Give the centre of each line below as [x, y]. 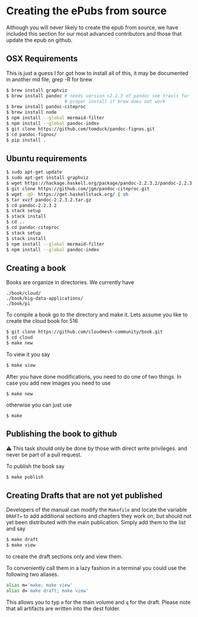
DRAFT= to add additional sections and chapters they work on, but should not [99, 516]
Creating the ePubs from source [87, 11]
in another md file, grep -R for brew [49, 79]
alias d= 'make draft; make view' [47, 591]
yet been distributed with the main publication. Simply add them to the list [96, 522]
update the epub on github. [39, 40]
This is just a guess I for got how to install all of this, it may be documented [97, 73]
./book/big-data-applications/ [45, 298]
